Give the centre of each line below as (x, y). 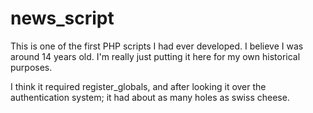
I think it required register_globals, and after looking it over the (138, 86)
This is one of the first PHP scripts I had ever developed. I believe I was (157, 46)
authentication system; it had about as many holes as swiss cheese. (150, 97)
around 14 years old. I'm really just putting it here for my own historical (155, 56)
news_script (62, 18)
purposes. (31, 67)
